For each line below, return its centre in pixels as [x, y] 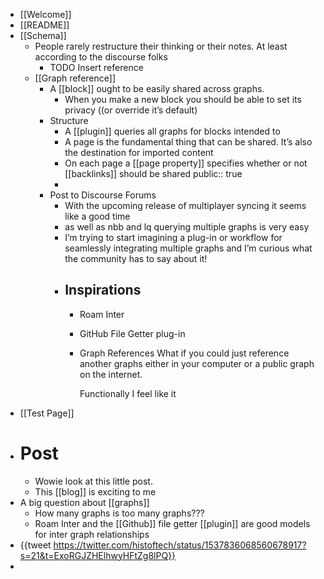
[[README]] [44, 25]
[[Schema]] [43, 35]
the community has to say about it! [136, 258]
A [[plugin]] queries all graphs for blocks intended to [172, 131]
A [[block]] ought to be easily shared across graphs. [157, 88]
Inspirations [103, 290]
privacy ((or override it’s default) [131, 110]
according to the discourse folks [101, 57]
